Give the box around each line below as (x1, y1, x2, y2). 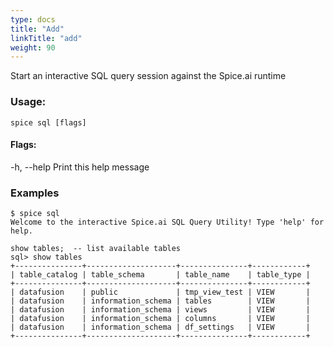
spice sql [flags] (10, 117, 87, 128)
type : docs (10, 14, 56, 25)
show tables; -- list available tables (10, 244, 182, 254)
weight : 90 (10, 42, 56, 53)
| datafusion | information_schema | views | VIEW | (10, 305, 311, 315)
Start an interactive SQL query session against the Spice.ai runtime (10, 70, 287, 82)
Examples (10, 186, 60, 200)
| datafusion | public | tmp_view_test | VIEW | (10, 287, 311, 298)
